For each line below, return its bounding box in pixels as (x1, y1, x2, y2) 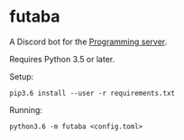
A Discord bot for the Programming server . (9, 36, 168, 47)
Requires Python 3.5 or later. (9, 53, 115, 64)
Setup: (9, 70, 34, 82)
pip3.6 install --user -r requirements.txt (9, 89, 176, 98)
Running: (9, 104, 43, 115)
